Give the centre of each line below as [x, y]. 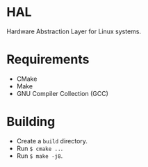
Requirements [48, 59]
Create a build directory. [52, 141]
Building [31, 122]
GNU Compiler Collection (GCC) [63, 93]
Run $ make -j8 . [40, 156]
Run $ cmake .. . [40, 148]
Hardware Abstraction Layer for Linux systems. [74, 31]
